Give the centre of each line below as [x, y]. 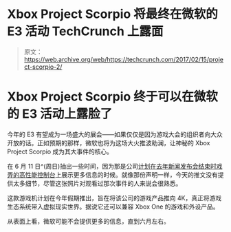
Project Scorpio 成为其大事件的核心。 [60, 151]
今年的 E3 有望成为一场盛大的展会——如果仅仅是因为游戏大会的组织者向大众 [115, 134]
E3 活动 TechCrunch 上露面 [85, 31]
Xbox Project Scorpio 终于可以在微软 [113, 97]
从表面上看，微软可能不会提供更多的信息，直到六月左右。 [88, 221]
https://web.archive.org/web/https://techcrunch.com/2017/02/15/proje [123, 59]
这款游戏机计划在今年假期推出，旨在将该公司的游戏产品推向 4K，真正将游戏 [114, 198]
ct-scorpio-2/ [43, 67]
